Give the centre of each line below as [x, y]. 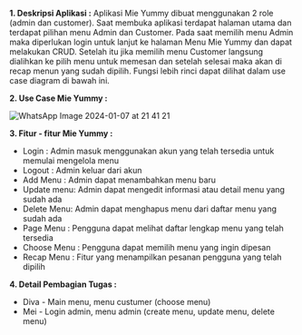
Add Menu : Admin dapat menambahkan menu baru [119, 180]
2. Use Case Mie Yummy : [58, 98]
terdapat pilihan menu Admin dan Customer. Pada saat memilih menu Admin [151, 32]
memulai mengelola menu [71, 161]
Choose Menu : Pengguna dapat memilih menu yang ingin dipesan [146, 247]
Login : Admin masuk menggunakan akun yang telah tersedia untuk [148, 151]
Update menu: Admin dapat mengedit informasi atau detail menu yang [154, 189]
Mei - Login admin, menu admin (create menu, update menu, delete [148, 311]
